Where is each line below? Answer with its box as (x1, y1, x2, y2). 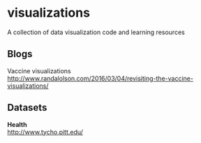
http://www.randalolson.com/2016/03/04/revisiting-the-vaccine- (7, 74, 194, 82)
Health (7, 120, 27, 128)
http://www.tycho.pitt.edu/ (7, 128, 84, 136)
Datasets (7, 102, 47, 114)
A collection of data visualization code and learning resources (7, 28, 185, 36)
